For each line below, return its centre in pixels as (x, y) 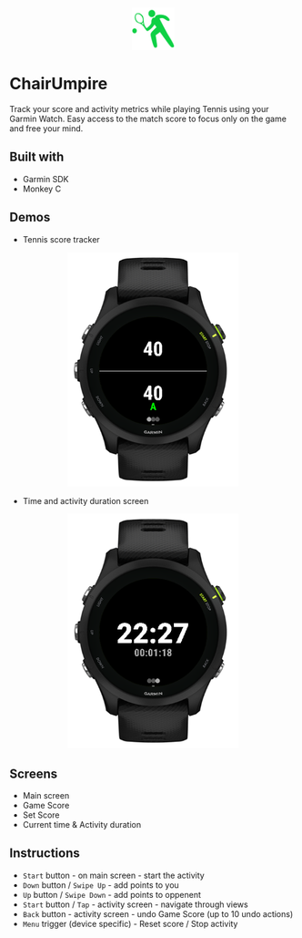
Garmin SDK (45, 179)
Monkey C (42, 189)
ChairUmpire (59, 84)
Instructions (45, 854)
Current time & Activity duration (82, 825)
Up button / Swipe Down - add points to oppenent (112, 894)
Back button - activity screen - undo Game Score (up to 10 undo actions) (158, 913)
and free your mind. (46, 128)
